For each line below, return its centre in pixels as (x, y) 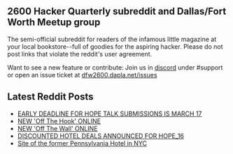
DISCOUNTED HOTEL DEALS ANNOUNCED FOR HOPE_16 (100, 136)
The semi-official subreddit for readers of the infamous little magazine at (112, 39)
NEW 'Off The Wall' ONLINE (57, 128)
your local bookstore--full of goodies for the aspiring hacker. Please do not (115, 46)
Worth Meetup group (54, 23)
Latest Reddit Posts (50, 97)
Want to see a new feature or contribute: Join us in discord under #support (115, 67)
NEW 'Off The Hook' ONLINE (59, 121)
